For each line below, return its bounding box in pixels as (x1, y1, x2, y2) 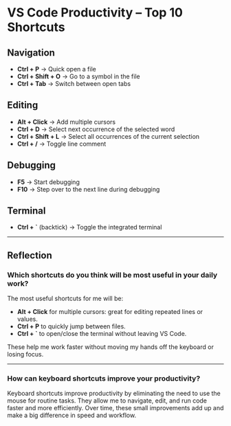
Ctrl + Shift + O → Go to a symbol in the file (16, 72, 140, 80)
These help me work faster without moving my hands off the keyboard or (7, 343, 214, 351)
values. (16, 315, 38, 324)
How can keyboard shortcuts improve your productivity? (7, 374, 201, 383)
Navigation (7, 47, 55, 58)
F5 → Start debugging (16, 177, 80, 186)
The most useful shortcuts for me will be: (7, 294, 124, 303)
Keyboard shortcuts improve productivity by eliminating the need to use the (7, 390, 221, 398)
